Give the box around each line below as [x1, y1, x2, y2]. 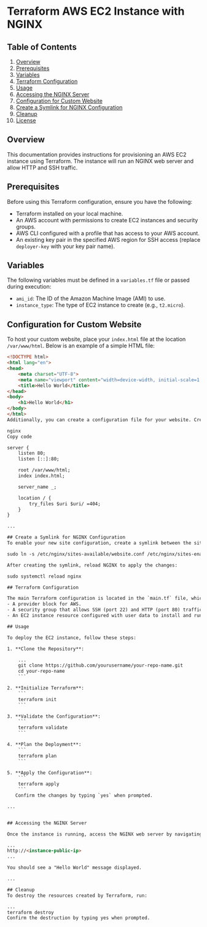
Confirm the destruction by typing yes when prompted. [7, 915, 150, 921]
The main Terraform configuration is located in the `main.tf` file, [7, 595, 189, 602]
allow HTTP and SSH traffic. [7, 164, 78, 171]
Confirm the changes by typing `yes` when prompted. [15, 793, 153, 799]
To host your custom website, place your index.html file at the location [7, 336, 186, 343]
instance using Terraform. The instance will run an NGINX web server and [7, 157, 194, 165]
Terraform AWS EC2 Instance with [7, 4, 185, 18]
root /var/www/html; [18, 467, 71, 473]
